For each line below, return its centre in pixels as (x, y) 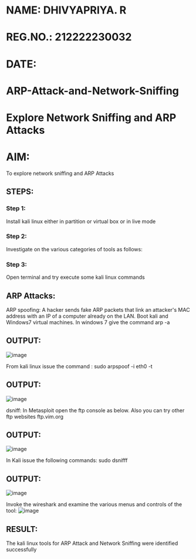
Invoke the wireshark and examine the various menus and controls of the (94, 504)
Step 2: (17, 237)
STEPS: (20, 192)
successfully (21, 550)
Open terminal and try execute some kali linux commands (75, 277)
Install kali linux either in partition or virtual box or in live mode (81, 221)
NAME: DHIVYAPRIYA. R (66, 10)
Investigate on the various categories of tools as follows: (74, 249)
